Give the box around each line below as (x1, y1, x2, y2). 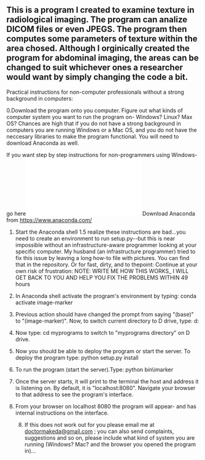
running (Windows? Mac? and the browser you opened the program (24, 440, 196, 448)
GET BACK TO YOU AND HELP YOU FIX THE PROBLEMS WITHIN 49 (15, 274, 188, 281)
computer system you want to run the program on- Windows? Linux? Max (6, 113, 193, 120)
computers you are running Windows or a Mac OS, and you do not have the (6, 126, 198, 134)
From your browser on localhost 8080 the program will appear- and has (15, 402, 196, 410)
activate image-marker (15, 299, 73, 306)
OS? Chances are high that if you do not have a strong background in (6, 120, 181, 127)
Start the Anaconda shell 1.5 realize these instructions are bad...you (15, 228, 186, 236)
